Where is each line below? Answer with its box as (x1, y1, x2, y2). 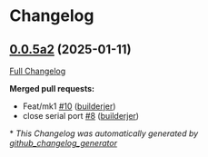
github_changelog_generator (9, 138, 118, 148)
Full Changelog (9, 65, 66, 76)
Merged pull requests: (9, 83, 95, 93)
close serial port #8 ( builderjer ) (22, 111, 139, 121)
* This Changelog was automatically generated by (9, 128, 199, 139)
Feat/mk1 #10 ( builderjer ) (22, 101, 116, 112)
